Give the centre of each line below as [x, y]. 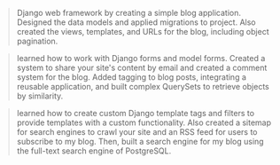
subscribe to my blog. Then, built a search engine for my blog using [140, 141]
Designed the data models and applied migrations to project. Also [136, 22]
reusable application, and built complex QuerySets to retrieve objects [143, 86]
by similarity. [40, 96]
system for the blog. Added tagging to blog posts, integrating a [132, 77]
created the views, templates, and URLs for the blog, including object [143, 31]
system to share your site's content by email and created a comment [142, 67]
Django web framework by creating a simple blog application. [128, 13]
